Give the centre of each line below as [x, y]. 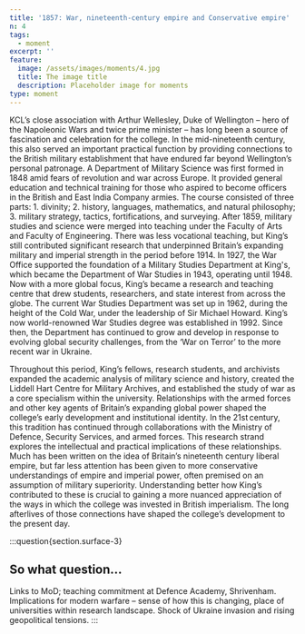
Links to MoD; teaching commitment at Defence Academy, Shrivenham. [143, 591]
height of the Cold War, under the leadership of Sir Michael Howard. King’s [149, 312]
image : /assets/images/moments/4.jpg [89, 69]
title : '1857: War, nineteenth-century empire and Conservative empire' [150, 18]
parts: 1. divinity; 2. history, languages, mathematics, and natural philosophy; [153, 206]
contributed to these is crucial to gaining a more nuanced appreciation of [146, 494]
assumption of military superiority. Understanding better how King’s [136, 485]
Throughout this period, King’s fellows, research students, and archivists [145, 369]
